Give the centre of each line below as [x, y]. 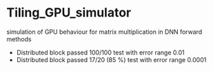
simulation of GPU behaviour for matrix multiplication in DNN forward [104, 32]
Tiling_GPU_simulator [69, 13]
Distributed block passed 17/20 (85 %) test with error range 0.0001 [111, 59]
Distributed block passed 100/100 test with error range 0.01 [100, 52]
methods [19, 39]
